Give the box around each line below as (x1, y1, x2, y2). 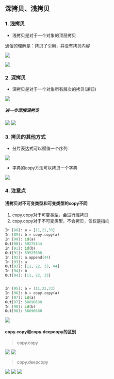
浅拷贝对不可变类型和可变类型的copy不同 (5, 200, 88, 206)
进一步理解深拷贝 (5, 107, 39, 113)
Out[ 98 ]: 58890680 (5, 309, 42, 313)
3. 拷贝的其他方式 (5, 133, 46, 140)
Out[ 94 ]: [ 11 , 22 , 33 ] (5, 273, 51, 278)
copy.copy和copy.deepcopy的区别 (5, 328, 76, 334)
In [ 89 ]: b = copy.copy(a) (5, 232, 60, 237)
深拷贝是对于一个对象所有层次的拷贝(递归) (12, 86, 97, 92)
